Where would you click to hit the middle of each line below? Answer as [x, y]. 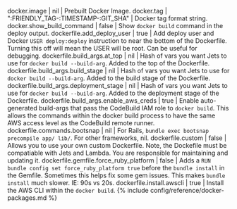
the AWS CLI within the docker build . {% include [78, 190]
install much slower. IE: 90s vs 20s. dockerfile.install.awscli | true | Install [116, 183]
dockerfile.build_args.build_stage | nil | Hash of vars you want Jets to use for [119, 71]
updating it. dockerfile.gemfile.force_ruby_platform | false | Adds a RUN [109, 160]
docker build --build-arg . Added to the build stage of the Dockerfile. [109, 78]
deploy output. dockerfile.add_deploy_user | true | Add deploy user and [111, 33]
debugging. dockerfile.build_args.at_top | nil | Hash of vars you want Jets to [117, 56]
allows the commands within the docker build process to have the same [111, 115]
